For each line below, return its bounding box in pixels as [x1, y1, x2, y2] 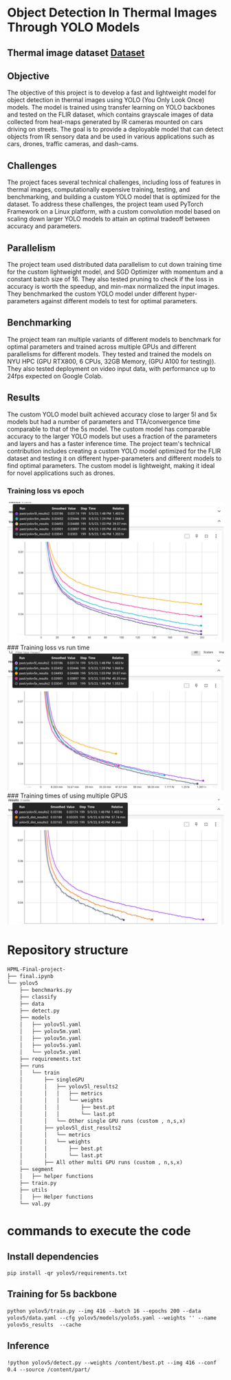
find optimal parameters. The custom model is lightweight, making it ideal [7, 461, 215, 469]
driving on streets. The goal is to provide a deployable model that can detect [7, 125, 223, 134]
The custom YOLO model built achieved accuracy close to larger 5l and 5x [7, 410, 218, 418]
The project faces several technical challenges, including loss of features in [7, 178, 221, 187]
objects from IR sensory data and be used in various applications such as [7, 132, 215, 141]
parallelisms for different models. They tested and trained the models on [7, 349, 212, 358]
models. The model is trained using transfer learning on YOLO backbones [7, 103, 215, 112]
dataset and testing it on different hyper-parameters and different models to [7, 454, 222, 463]
